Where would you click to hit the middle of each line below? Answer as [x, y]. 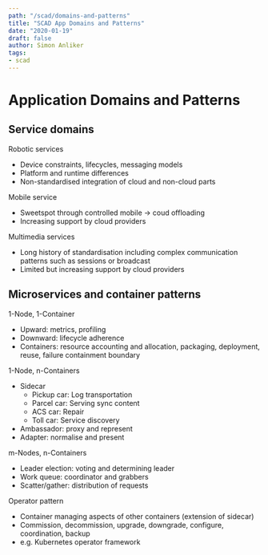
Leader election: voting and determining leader [97, 468]
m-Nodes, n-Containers [48, 452]
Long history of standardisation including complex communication [129, 252]
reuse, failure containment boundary [80, 354]
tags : [17, 53]
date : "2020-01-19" [41, 30]
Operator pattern [36, 500]
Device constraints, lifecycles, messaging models [101, 164]
